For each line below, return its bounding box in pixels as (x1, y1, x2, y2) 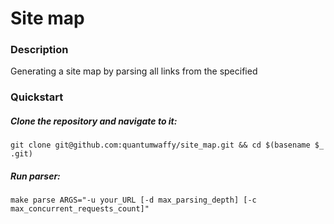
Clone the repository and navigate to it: (10, 115, 178, 127)
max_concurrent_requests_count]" (10, 204, 150, 214)
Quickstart (10, 90, 64, 104)
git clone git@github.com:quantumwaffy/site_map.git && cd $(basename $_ (10, 140, 325, 151)
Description (10, 43, 69, 57)
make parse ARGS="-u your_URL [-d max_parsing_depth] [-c (10, 195, 257, 206)
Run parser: (10, 170, 61, 182)
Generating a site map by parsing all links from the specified (10, 65, 258, 77)
